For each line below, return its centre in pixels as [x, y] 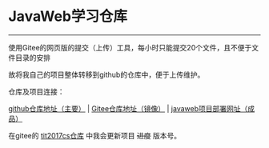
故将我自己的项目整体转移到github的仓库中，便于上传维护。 [106, 74]
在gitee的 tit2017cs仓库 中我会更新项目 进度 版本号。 [95, 135]
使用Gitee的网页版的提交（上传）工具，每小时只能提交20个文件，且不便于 [130, 47]
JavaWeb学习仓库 [68, 16]
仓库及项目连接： [36, 91]
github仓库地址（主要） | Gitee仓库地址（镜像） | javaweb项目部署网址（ [128, 108]
